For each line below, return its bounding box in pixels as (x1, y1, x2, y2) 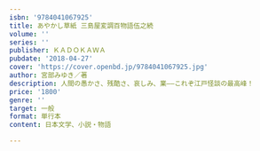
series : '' (9, 37, 50, 47)
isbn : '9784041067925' (9, 12, 93, 22)
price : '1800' (9, 87, 62, 96)
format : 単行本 (9, 112, 61, 121)
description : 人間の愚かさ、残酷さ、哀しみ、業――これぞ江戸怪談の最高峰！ (9, 79, 255, 88)
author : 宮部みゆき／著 (9, 71, 88, 80)
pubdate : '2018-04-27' (9, 54, 93, 63)
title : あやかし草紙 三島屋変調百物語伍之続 (9, 21, 154, 30)
